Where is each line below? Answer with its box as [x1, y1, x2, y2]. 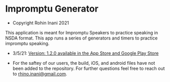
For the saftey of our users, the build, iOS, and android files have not [12, 60, 155, 66]
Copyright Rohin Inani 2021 [12, 20, 69, 26]
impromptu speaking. [5, 40, 50, 46]
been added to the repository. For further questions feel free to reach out [12, 65, 165, 71]
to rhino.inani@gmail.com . [12, 70, 67, 76]
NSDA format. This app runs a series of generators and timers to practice [5, 35, 158, 41]
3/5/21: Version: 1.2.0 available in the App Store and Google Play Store [12, 50, 159, 56]
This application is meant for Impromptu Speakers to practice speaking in [5, 29, 158, 35]
